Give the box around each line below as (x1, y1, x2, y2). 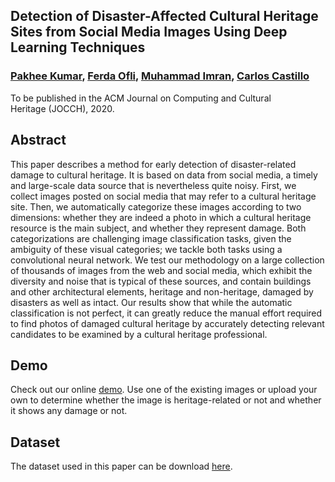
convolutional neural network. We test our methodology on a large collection (10, 254, 325, 266)
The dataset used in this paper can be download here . (10, 460, 233, 473)
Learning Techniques (10, 39, 146, 56)
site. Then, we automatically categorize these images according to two (10, 200, 302, 213)
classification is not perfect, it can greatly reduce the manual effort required (10, 307, 323, 319)
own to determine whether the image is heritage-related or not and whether (10, 394, 322, 406)
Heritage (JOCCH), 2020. (10, 102, 115, 114)
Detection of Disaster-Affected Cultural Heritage (10, 8, 319, 25)
